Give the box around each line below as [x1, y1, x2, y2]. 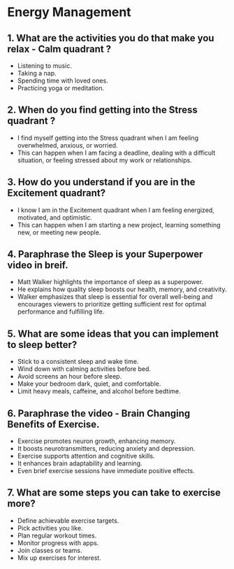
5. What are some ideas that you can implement [7, 328, 219, 339]
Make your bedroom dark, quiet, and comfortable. [17, 379, 161, 388]
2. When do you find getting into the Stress [7, 104, 198, 116]
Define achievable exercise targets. [17, 516, 119, 525]
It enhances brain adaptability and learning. [17, 459, 142, 468]
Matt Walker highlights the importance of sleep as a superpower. [17, 278, 204, 286]
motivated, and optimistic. [17, 213, 92, 221]
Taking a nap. [17, 69, 57, 77]
